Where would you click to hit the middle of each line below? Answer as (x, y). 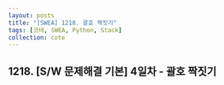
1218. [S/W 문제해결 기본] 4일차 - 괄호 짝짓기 (112, 71)
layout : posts (32, 15)
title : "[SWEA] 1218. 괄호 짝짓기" (63, 23)
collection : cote (37, 37)
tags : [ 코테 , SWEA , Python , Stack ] (65, 30)
